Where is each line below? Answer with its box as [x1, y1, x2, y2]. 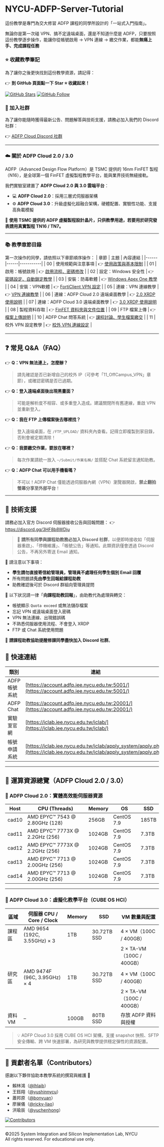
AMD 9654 [23, 925, 49, 932]
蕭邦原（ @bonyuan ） [12, 1095, 56, 1101]
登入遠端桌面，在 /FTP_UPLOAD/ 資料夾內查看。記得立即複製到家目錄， [17, 428, 157, 434]
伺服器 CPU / [28, 910, 58, 917]
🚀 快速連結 [5, 653, 37, 661]
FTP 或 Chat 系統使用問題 [12, 627, 63, 633]
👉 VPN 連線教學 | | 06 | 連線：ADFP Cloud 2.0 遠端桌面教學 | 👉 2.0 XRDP [5, 292, 156, 297]
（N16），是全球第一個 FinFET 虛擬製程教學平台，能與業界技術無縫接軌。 [5, 172, 151, 178]
